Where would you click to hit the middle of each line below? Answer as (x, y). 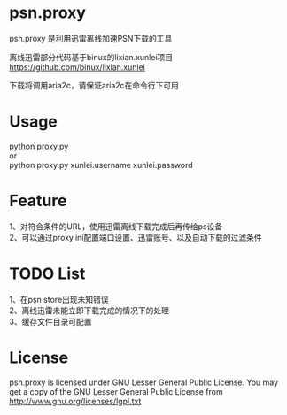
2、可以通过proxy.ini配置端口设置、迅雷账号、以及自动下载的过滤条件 (136, 237)
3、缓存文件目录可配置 (50, 321)
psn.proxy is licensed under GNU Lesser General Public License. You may (144, 382)
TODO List (47, 273)
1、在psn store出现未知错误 (59, 299)
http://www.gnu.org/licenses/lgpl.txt (75, 401)
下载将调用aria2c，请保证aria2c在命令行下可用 (94, 85)
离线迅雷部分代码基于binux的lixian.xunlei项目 (91, 57)
